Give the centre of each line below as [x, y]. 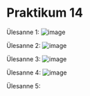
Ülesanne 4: [24, 72]
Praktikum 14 [45, 13]
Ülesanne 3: [24, 59]
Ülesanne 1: [23, 32]
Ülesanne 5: [24, 86]
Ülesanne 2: [24, 45]
